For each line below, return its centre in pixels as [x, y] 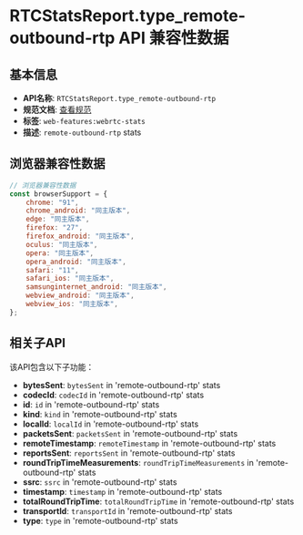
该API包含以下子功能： [52, 366]
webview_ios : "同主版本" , [72, 304]
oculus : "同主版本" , [62, 244]
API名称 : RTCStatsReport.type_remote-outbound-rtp [119, 98]
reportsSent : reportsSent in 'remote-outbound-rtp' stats [129, 453]
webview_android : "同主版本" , [80, 296]
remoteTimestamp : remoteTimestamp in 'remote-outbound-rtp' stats [149, 443]
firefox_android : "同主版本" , [80, 237]
